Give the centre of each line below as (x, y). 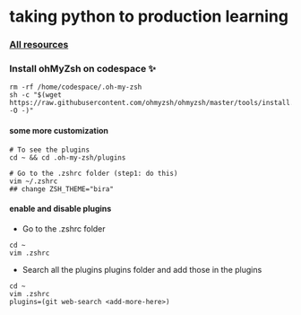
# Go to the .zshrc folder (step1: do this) (94, 173)
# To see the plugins (50, 150)
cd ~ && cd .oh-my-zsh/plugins (68, 157)
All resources (39, 45)
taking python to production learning (149, 17)
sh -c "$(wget (36, 95)
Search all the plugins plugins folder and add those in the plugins (142, 269)
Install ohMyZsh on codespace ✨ (83, 69)
